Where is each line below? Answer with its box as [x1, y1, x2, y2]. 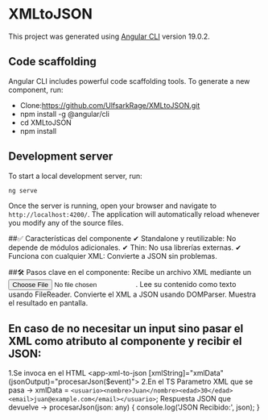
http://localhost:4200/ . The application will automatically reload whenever [8, 210, 260, 219]
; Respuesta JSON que [155, 394, 232, 404]
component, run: [8, 85, 64, 94]
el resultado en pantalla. [8, 298, 89, 308]
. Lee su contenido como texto [135, 280, 237, 289]
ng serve [8, 186, 38, 194]
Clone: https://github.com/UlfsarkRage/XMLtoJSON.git [19, 100, 200, 110]
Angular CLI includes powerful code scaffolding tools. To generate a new [8, 76, 250, 85]
